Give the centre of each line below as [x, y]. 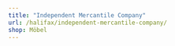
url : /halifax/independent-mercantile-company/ [88, 23]
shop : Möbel [28, 30]
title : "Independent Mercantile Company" [77, 15]
